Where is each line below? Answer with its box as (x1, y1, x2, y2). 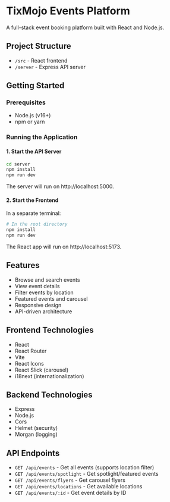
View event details (14, 282, 60, 289)
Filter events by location (14, 289, 74, 296)
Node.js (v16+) (14, 112, 51, 119)
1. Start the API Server (6, 148, 62, 155)
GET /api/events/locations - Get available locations (14, 483, 143, 490)
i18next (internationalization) (14, 372, 84, 379)
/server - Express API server (14, 63, 86, 70)
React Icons (14, 360, 45, 367)
